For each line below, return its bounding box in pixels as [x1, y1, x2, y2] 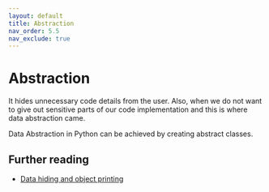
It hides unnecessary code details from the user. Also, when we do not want [8, 96, 263, 106]
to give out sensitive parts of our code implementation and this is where [8, 105, 248, 114]
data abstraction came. [8, 113, 86, 123]
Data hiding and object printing [19, 174, 124, 183]
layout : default [8, 11, 63, 20]
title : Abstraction [8, 19, 75, 28]
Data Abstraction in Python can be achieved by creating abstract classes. [8, 129, 254, 139]
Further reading [8, 152, 89, 166]
